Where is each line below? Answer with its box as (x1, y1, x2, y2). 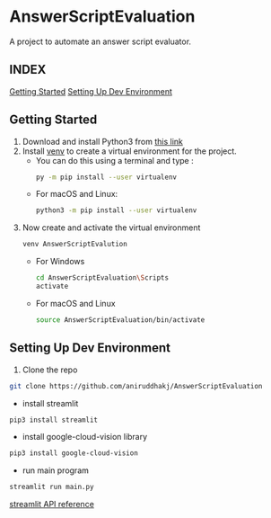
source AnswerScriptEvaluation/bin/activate (35, 315, 205, 325)
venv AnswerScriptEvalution (22, 240, 127, 249)
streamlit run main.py (9, 483, 94, 492)
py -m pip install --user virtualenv (35, 173, 178, 182)
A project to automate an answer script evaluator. (9, 36, 191, 47)
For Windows (35, 256, 85, 267)
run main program (22, 465, 90, 476)
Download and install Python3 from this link (22, 136, 184, 147)
